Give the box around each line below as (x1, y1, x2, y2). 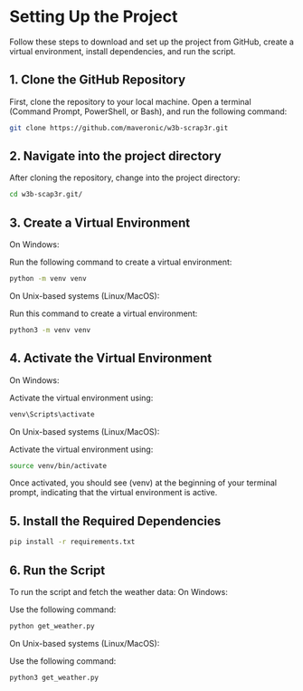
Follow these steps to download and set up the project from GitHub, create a (9, 36, 294, 47)
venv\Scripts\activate (9, 409, 95, 418)
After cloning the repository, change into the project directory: (9, 172, 241, 183)
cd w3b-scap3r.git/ (9, 190, 83, 199)
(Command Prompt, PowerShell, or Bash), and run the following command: (9, 106, 288, 117)
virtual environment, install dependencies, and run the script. (9, 45, 236, 56)
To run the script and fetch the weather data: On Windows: (9, 586, 228, 597)
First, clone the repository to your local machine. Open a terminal (9, 96, 251, 107)
